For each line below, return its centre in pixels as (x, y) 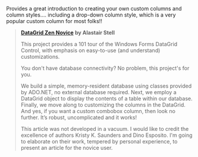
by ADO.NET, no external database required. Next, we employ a (98, 92)
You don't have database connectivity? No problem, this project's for (105, 68)
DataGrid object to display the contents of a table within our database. (107, 98)
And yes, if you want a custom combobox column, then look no (98, 111)
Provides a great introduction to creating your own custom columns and (94, 9)
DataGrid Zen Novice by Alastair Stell (67, 33)
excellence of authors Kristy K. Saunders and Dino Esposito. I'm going (106, 135)
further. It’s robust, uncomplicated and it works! (79, 117)
